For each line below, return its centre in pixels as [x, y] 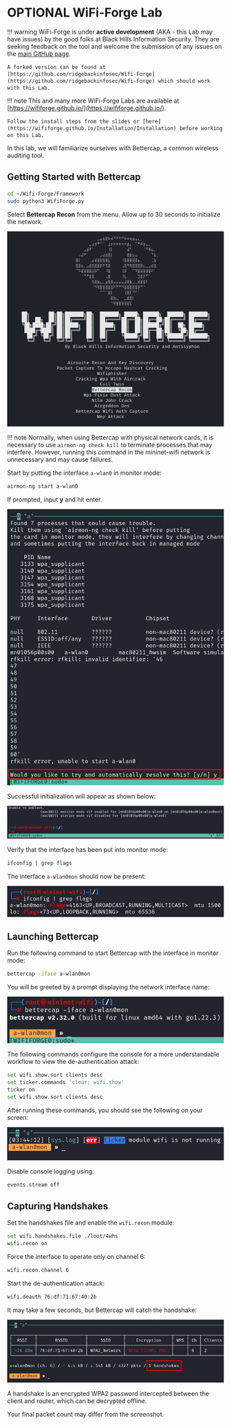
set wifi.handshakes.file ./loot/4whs [63, 1236]
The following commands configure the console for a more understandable [113, 1054]
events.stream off [33, 1185]
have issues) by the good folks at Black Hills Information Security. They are [113, 39]
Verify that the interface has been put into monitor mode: [88, 850]
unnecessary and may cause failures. [60, 460]
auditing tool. [26, 155]
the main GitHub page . [39, 54]
